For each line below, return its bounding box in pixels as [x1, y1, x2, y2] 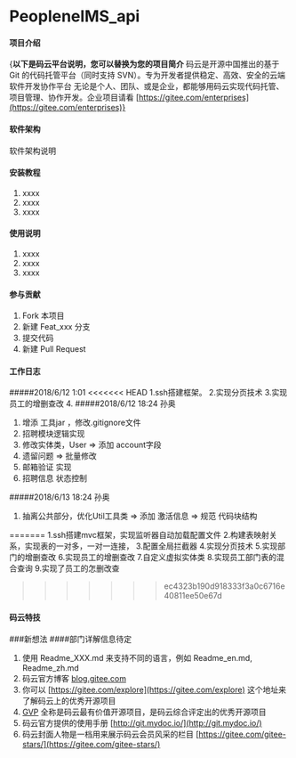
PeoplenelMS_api [9, 6, 140, 27]
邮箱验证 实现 [21, 461, 72, 473]
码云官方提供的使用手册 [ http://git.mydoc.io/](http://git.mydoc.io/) [21, 717, 262, 728]
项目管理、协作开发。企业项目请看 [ [9, 92, 140, 103]
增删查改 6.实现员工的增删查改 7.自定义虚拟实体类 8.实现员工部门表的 [24, 552, 277, 563]
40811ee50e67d [164, 591, 222, 601]
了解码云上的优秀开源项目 [21, 695, 116, 705]
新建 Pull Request [21, 344, 86, 355]
